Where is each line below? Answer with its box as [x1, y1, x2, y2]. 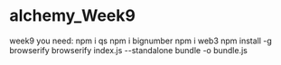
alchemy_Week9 [9, 5, 136, 26]
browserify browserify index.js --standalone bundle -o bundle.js [9, 44, 248, 55]
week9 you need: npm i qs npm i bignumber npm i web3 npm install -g [9, 35, 273, 46]
